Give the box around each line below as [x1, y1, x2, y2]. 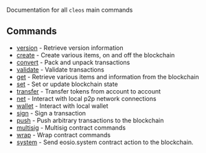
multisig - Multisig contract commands [16, 123, 126, 132]
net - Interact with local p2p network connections [16, 94, 157, 102]
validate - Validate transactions [16, 65, 104, 74]
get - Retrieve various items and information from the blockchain [16, 72, 200, 81]
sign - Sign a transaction [16, 109, 87, 117]
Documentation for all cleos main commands [6, 6, 133, 14]
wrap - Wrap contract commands [16, 130, 111, 139]
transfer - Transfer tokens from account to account [16, 87, 161, 95]
